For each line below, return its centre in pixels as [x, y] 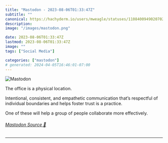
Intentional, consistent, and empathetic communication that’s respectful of [82, 98]
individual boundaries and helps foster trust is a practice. [64, 104]
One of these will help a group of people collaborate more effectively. [76, 113]
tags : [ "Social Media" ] [30, 51]
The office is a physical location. [38, 89]
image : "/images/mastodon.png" [38, 28]
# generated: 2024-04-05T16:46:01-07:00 [48, 65]
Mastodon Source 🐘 [26, 125]
